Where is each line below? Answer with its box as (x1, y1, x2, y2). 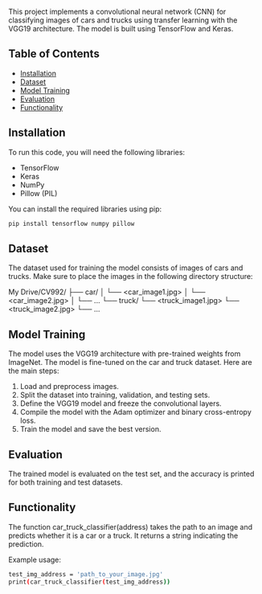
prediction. (8, 539, 44, 549)
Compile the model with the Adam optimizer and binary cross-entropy (19, 408, 252, 417)
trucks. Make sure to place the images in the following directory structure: (8, 272, 253, 281)
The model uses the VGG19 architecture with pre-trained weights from (8, 349, 241, 358)
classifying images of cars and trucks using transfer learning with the (8, 15, 238, 25)
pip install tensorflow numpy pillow (8, 219, 135, 227)
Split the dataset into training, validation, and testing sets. (19, 390, 211, 400)
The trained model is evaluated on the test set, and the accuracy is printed (8, 469, 255, 478)
